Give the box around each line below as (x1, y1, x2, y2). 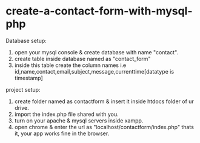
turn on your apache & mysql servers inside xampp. (14, 116, 144, 124)
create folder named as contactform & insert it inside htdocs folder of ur (14, 98, 195, 105)
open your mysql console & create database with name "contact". (14, 48, 179, 56)
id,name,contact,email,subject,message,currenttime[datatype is (14, 68, 174, 75)
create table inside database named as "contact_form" (14, 55, 151, 62)
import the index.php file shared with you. (14, 110, 119, 118)
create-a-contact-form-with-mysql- (5, 4, 193, 18)
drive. (14, 104, 29, 111)
